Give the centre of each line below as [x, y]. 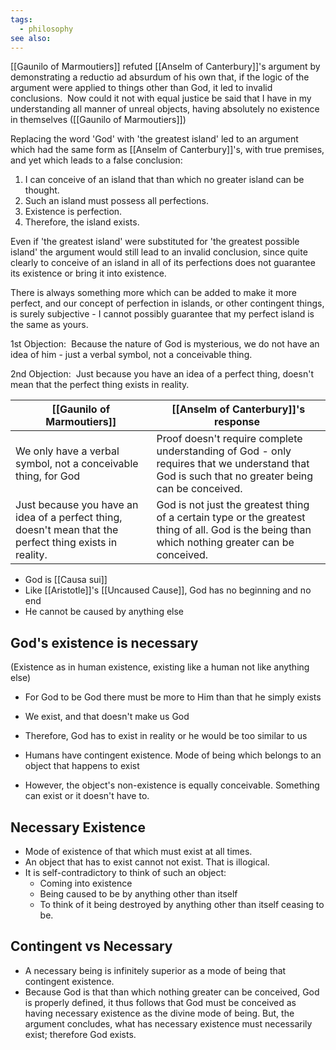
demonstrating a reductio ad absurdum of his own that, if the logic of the [160, 77]
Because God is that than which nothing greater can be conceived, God [172, 992]
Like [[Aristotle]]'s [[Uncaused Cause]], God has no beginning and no [168, 590]
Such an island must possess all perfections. [117, 201]
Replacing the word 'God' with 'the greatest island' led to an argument [154, 139]
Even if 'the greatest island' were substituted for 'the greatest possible [155, 242]
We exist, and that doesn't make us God [107, 717]
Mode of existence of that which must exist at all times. [138, 851]
